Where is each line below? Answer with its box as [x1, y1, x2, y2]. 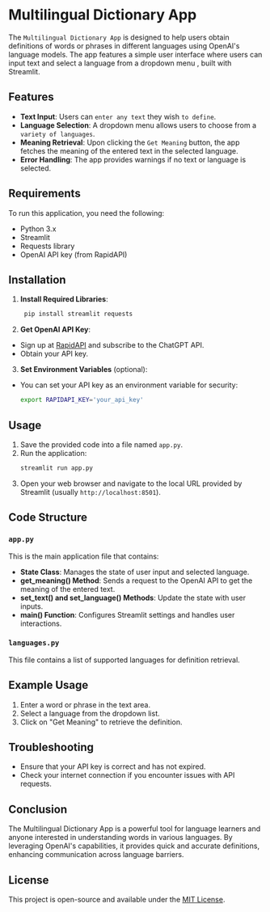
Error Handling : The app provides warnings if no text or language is [19, 154, 247, 164]
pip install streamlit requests [23, 310, 133, 319]
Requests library [19, 241, 75, 251]
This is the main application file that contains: [8, 551, 159, 561]
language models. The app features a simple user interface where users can [8, 49, 263, 59]
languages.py [8, 639, 60, 648]
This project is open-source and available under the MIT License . [8, 895, 226, 905]
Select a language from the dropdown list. [19, 708, 160, 718]
